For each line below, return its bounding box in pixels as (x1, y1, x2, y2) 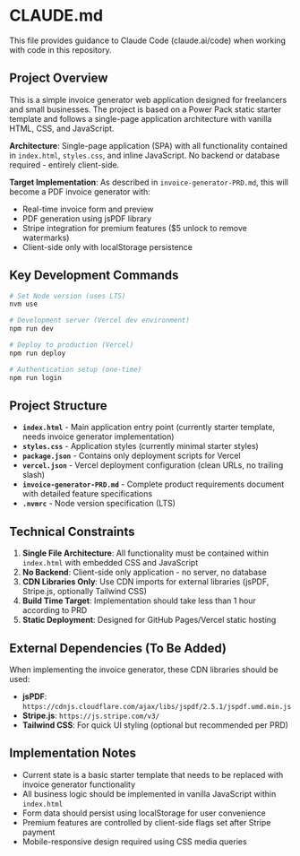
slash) (21, 470, 46, 480)
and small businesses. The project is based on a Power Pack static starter (9, 104, 282, 115)
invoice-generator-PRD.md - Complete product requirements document (21, 479, 285, 489)
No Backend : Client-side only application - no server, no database (21, 566, 267, 578)
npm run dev (9, 324, 54, 333)
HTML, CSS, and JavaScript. (9, 123, 115, 134)
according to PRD (21, 605, 88, 616)
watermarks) (21, 232, 70, 243)
